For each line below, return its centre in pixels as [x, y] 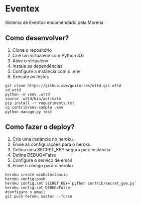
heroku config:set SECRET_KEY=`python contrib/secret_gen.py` [71, 183]
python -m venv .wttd [28, 94]
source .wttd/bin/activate [33, 99]
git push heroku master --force [39, 196]
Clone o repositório [32, 50]
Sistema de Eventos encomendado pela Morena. [55, 22]
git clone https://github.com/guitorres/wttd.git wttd [63, 86]
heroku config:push [25, 179]
